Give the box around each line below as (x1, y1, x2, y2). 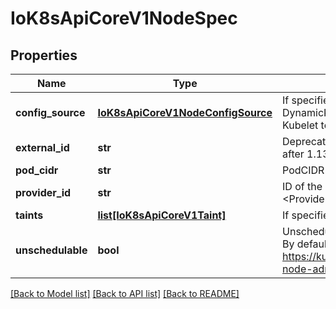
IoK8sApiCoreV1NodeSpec (10, 7, 238, 30)
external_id (15, 141, 70, 154)
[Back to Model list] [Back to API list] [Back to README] (10, 288, 240, 299)
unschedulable (15, 243, 88, 257)
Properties (10, 47, 78, 64)
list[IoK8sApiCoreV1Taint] (97, 208, 227, 222)
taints (15, 208, 44, 222)
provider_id (15, 186, 72, 199)
